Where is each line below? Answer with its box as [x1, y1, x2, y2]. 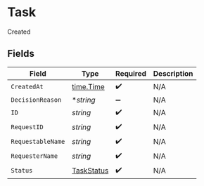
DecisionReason [11, 95, 62, 104]
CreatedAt [11, 83, 44, 91]
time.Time [71, 82, 106, 92]
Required [115, 68, 146, 78]
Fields [7, 48, 35, 60]
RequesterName [11, 152, 58, 160]
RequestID [11, 124, 44, 131]
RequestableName [11, 138, 65, 146]
